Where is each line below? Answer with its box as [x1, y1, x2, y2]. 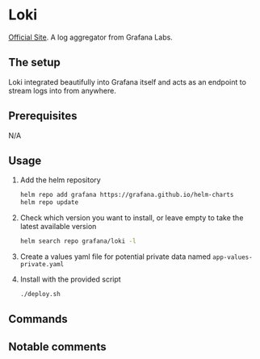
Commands [8, 312, 69, 326]
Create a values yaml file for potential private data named [19, 252, 212, 261]
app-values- [212, 253, 253, 261]
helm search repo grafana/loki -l [19, 237, 136, 245]
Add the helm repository [19, 175, 101, 185]
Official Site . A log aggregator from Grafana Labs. [8, 32, 174, 42]
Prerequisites [8, 109, 78, 123]
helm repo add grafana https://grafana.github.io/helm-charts [19, 191, 234, 199]
